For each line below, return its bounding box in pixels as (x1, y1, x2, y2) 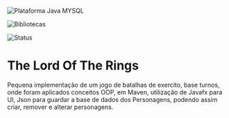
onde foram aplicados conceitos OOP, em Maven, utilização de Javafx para (7, 87, 223, 96)
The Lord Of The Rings (7, 58, 139, 74)
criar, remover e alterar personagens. (7, 103, 114, 111)
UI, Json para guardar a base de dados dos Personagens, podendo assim (7, 95, 218, 103)
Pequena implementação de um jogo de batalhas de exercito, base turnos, (7, 81, 220, 89)
